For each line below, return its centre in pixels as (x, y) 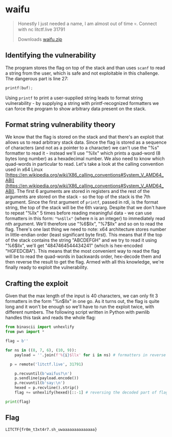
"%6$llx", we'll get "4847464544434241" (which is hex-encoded (74, 246)
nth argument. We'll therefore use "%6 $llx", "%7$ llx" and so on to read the (84, 224)
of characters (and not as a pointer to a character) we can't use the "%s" (82, 148)
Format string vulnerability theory (60, 125)
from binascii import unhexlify (40, 327)
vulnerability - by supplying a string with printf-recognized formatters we (82, 103)
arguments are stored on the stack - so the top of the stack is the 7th (78, 197)
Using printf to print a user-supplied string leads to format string (74, 98)
